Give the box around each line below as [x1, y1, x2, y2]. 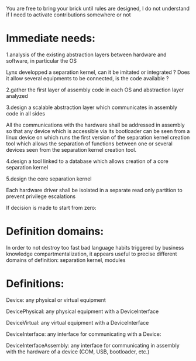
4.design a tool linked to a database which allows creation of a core [6, 158, 169, 165]
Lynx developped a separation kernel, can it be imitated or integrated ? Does [6, 69, 190, 76]
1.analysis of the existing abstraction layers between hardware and [6, 51, 167, 58]
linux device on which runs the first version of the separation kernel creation [6, 134, 190, 141]
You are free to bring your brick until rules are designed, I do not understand [6, 5, 190, 12]
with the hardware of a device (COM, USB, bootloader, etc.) [6, 348, 150, 355]
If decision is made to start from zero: [6, 204, 97, 211]
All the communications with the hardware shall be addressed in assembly [6, 121, 185, 128]
